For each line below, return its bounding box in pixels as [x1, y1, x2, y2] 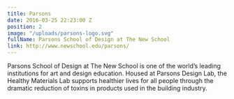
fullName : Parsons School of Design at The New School [7, 36, 170, 43]
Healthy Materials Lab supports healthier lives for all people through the [7, 77, 214, 84]
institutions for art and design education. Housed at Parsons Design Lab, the [7, 69, 227, 77]
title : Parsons [7, 10, 52, 17]
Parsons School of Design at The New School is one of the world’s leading [7, 62, 221, 70]
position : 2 [7, 23, 42, 30]
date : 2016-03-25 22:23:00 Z [7, 17, 92, 24]
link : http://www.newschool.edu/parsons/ [7, 43, 130, 49]
